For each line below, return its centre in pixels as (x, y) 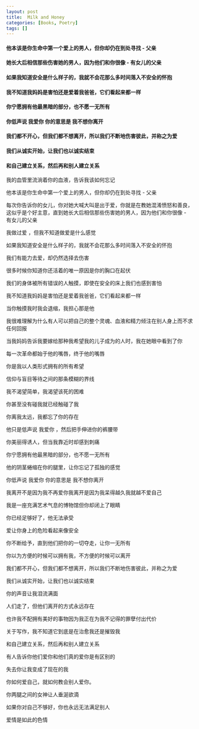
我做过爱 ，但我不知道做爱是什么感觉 (51, 233)
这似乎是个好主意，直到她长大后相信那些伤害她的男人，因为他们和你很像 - (96, 213)
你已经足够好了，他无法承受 (40, 518)
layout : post (22, 12)
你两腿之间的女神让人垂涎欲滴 (42, 695)
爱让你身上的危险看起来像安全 (42, 531)
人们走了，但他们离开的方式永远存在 (50, 606)
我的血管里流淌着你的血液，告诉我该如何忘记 (61, 180)
